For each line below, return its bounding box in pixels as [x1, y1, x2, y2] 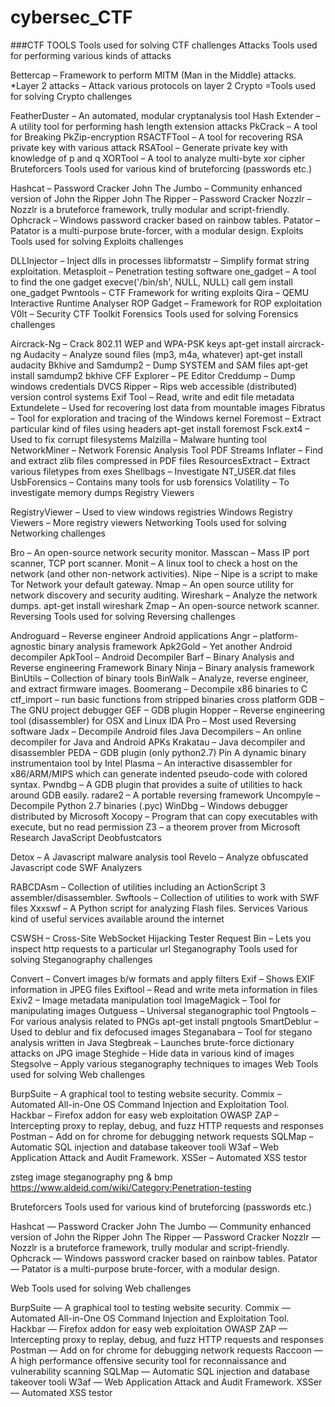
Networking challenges [10, 527, 106, 539]
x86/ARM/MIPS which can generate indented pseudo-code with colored [10, 767, 308, 780]
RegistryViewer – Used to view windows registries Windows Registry [10, 506, 293, 518]
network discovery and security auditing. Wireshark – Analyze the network [10, 589, 318, 601]
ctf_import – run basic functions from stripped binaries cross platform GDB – [10, 693, 325, 705]
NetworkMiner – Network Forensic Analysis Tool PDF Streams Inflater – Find [10, 444, 323, 456]
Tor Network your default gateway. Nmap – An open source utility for [10, 578, 294, 590]
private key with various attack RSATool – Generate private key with [10, 141, 288, 153]
